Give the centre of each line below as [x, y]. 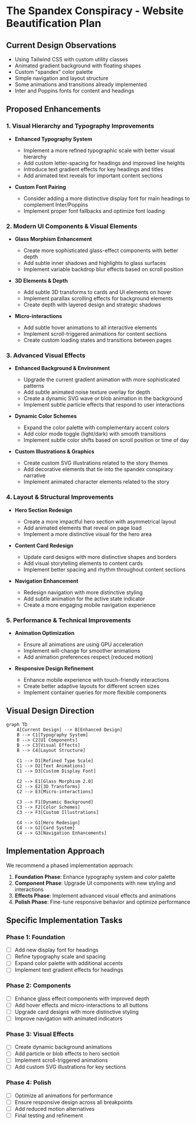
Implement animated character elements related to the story [96, 482]
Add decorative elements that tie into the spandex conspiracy [98, 469]
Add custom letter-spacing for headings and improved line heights [104, 163]
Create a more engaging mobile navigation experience [89, 605]
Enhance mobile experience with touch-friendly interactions [96, 679]
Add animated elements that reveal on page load [82, 528]
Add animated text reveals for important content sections [93, 175]
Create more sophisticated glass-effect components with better [101, 250]
